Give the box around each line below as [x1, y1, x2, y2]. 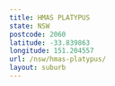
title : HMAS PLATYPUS [9, 13, 91, 22]
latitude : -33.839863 [9, 38, 91, 47]
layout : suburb [9, 64, 66, 73]
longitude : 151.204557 [9, 47, 94, 56]
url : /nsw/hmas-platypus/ [9, 55, 106, 64]
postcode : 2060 [9, 30, 66, 39]
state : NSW [9, 21, 50, 30]
